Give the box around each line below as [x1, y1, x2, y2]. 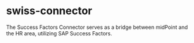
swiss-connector [6, 4, 93, 18]
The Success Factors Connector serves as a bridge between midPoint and [6, 24, 188, 31]
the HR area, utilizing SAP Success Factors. [6, 29, 113, 37]
